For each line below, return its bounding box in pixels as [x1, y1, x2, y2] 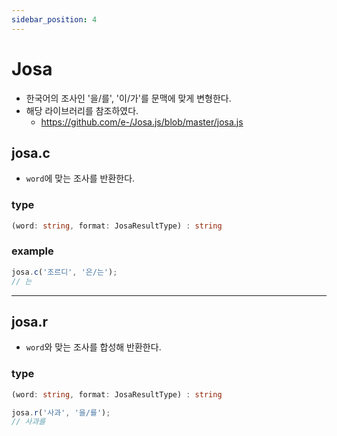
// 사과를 [11, 417, 46, 427]
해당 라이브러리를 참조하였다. [25, 104, 139, 116]
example [11, 244, 54, 258]
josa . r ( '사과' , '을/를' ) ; [11, 407, 111, 418]
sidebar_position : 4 [11, 14, 98, 25]
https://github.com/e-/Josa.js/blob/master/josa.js [40, 116, 244, 128]
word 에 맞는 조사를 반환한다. [25, 172, 136, 185]
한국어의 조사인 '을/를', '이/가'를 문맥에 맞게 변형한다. [25, 92, 232, 104]
